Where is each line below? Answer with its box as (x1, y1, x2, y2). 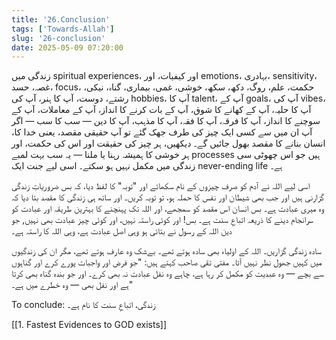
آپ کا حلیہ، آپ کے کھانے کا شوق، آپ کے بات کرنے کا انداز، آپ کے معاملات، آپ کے (11, 104, 312, 116)
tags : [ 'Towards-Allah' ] (11, 24, 115, 34)
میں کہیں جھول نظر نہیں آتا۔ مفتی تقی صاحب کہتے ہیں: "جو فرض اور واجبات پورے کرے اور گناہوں (11, 256, 323, 268)
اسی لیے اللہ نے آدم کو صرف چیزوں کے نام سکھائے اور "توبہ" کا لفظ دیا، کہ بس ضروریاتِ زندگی (11, 180, 311, 192)
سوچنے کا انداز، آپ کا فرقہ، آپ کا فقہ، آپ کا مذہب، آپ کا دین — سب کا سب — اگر (11, 115, 321, 127)
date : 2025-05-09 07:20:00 (11, 42, 124, 53)
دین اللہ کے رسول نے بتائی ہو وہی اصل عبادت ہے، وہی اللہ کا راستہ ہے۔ (11, 225, 233, 237)
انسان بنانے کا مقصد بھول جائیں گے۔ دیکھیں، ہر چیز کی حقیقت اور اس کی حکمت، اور (11, 137, 326, 150)
